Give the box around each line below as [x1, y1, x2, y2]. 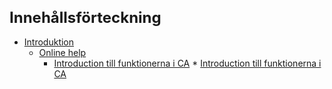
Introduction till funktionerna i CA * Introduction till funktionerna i [53, 57, 322, 69]
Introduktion [23, 36, 75, 48]
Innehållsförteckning [9, 7, 162, 27]
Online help [38, 46, 87, 58]
